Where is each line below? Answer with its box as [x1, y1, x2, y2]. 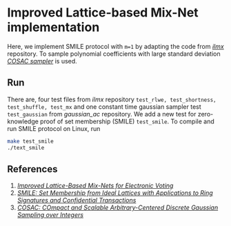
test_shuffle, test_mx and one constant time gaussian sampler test [7, 102, 201, 111]
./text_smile [7, 144, 45, 151]
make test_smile [7, 138, 54, 145]
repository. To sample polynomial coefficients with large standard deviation [7, 50, 221, 58]
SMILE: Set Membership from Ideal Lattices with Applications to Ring [17, 189, 214, 197]
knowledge [7, 117, 39, 125]
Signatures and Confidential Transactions [17, 196, 137, 205]
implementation [7, 19, 100, 35]
